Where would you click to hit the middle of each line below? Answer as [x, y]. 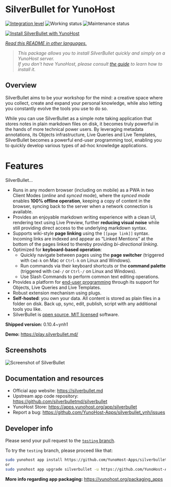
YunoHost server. [36, 58]
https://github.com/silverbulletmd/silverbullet [60, 401]
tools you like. [27, 309]
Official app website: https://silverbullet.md [58, 391]
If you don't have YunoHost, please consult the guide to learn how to [90, 64]
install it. [26, 69]
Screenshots [26, 350]
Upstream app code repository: [46, 396]
